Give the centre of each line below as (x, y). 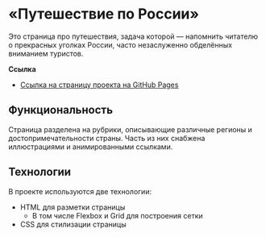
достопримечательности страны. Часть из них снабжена (107, 138)
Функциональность (61, 110)
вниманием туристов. (46, 53)
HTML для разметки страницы (73, 207)
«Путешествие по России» (104, 14)
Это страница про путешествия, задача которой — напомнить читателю (133, 36)
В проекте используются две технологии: (80, 191)
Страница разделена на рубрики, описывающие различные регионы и (130, 129)
